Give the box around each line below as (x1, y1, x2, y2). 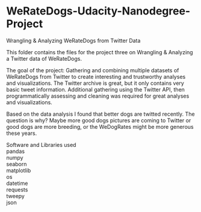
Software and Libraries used (6, 141, 76, 148)
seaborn (6, 160, 27, 167)
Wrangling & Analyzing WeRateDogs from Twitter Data (6, 37, 141, 44)
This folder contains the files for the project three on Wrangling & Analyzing (6, 48, 194, 55)
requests (6, 185, 28, 193)
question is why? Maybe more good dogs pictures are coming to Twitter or (6, 116, 191, 124)
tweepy (6, 192, 25, 199)
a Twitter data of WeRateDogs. (6, 55, 82, 62)
